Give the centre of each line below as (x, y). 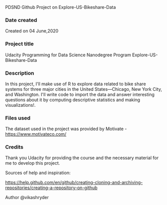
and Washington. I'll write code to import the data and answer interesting (80, 94)
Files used (18, 118)
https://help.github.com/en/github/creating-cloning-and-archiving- (74, 183)
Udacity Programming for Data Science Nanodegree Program (68, 55)
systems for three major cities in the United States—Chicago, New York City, (83, 89)
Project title (19, 44)
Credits (14, 147)
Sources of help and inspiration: (38, 173)
